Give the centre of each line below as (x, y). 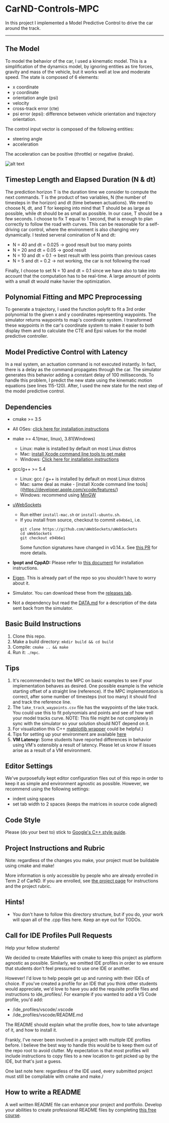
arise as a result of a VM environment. (52, 750)
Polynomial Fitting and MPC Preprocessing (74, 297)
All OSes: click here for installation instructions (61, 429)
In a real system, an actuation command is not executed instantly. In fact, (81, 364)
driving (13, 229)
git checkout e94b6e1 (43, 538)
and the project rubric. (28, 886)
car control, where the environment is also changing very (80, 229)
